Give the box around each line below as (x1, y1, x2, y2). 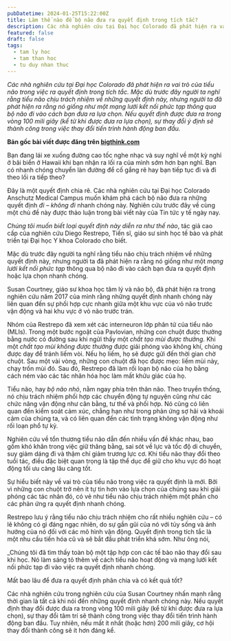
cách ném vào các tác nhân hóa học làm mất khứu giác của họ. (7, 372, 187, 380)
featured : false (7, 29, 54, 37)
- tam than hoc (13, 55, 57, 62)
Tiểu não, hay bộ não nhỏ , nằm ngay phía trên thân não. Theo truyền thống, (7, 385, 222, 393)
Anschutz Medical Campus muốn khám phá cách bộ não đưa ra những (7, 194, 208, 202)
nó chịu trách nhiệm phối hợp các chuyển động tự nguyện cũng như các (7, 392, 212, 400)
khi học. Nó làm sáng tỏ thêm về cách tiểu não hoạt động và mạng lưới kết (7, 556, 217, 564)
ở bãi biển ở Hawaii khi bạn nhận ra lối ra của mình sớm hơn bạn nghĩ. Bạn (7, 158, 217, 166)
